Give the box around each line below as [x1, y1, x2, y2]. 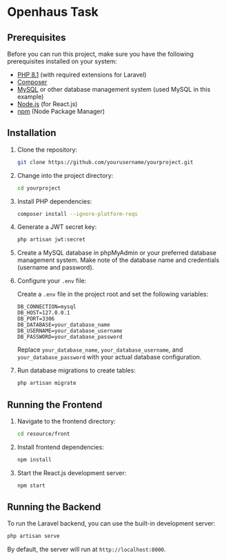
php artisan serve [7, 532, 60, 540]
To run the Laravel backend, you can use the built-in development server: [7, 519, 216, 528]
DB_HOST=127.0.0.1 [17, 310, 70, 317]
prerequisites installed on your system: [7, 57, 117, 66]
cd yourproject [17, 184, 61, 192]
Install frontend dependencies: [17, 443, 105, 451]
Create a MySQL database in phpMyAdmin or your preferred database [17, 249, 217, 257]
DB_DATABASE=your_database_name [17, 321, 110, 328]
